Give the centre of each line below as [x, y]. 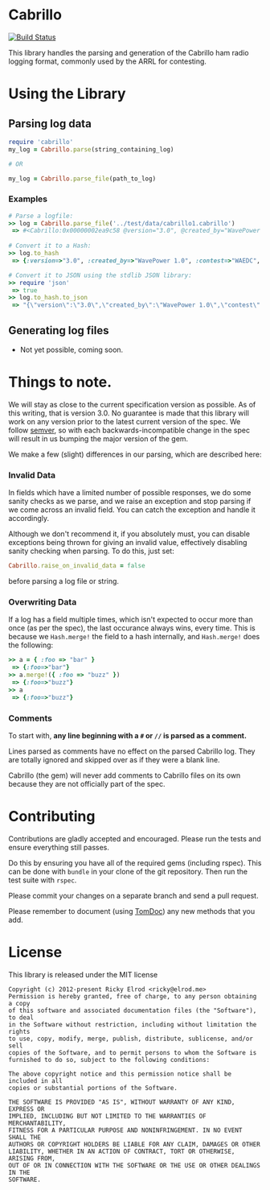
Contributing [52, 817]
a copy [19, 1003]
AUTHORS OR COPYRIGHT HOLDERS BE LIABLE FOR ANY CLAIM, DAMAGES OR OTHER [135, 1144]
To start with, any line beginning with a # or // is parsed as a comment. [128, 735]
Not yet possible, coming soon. [72, 350]
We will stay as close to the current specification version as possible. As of [132, 404]
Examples [28, 199]
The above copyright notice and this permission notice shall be [120, 1074]
